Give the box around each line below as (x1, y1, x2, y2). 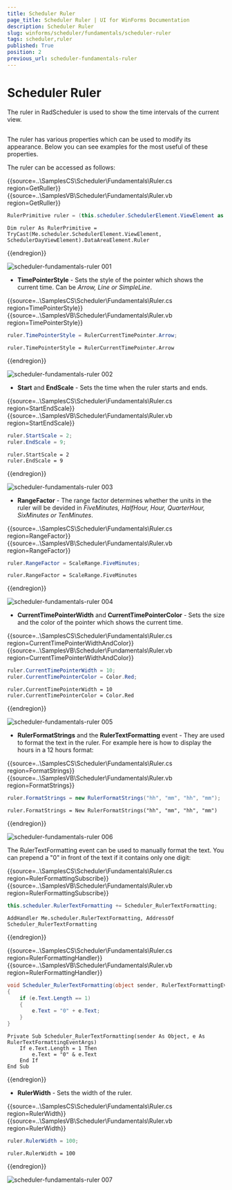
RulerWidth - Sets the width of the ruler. (17, 1089, 133, 1097)
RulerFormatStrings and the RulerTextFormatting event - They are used (17, 731, 225, 740)
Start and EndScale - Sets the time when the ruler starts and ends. (17, 383, 208, 392)
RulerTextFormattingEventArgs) (7, 1039, 97, 1046)
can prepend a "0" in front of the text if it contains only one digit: (7, 854, 191, 862)
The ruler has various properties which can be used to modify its (7, 136, 191, 144)
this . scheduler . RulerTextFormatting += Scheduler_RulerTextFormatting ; (7, 902, 217, 910)
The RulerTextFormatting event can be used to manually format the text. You (7, 846, 224, 854)
